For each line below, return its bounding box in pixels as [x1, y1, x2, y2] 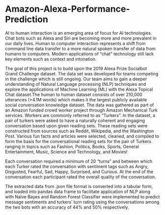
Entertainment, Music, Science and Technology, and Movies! [5, 148, 128, 155]
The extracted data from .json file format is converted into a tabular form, [5, 183, 153, 189]
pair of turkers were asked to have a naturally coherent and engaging [5, 118, 145, 123]
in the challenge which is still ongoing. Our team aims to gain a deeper [5, 76, 147, 82]
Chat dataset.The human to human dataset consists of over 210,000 [5, 92, 142, 97]
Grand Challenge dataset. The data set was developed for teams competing [5, 71, 159, 76]
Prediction [5, 14, 48, 25]
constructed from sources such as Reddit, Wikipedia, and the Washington [5, 128, 154, 134]
